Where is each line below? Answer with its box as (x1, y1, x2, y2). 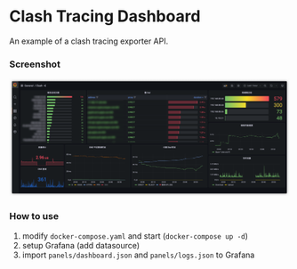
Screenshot (9, 58, 60, 70)
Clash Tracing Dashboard (9, 6, 201, 27)
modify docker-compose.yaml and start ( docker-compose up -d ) (21, 230, 249, 241)
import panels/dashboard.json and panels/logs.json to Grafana (21, 249, 255, 260)
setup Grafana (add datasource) (21, 240, 140, 250)
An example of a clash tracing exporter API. (9, 36, 169, 46)
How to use (9, 210, 60, 223)
